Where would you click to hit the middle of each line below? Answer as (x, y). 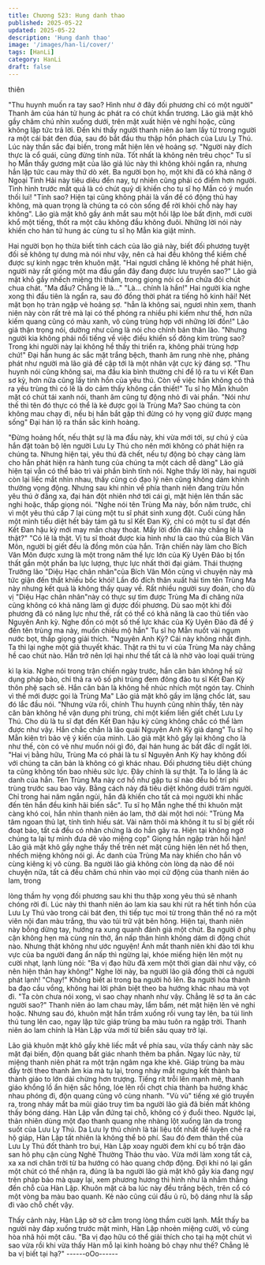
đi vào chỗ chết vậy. (41, 1204)
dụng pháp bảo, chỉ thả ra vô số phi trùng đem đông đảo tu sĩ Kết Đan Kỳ (127, 679)
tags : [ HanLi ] (32, 52)
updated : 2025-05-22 (42, 30)
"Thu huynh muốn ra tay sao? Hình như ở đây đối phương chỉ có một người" (131, 104)
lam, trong (25, 880)
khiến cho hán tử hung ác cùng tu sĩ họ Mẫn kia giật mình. (102, 231)
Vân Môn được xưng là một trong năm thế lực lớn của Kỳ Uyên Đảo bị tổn (127, 554)
